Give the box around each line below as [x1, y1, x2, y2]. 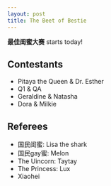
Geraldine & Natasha [17, 92, 78, 101]
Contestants [7, 58, 64, 70]
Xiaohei [17, 172, 40, 181]
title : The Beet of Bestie [7, 17, 87, 24]
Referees [7, 120, 48, 132]
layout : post [7, 10, 46, 18]
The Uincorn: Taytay [17, 157, 78, 165]
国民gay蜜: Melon [17, 149, 69, 158]
